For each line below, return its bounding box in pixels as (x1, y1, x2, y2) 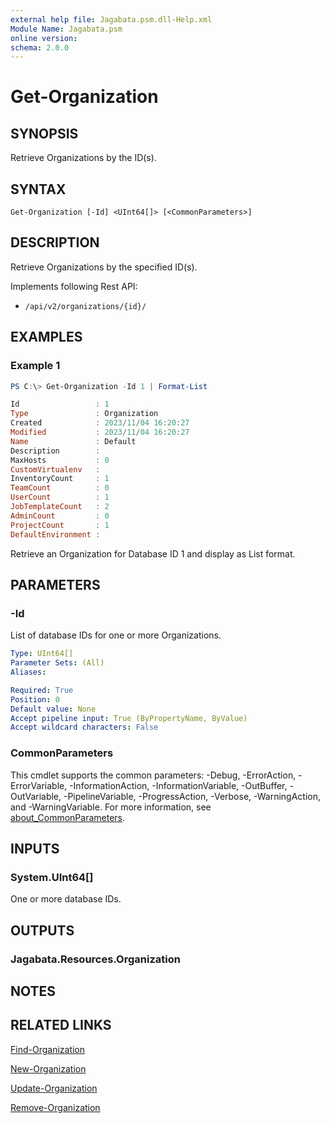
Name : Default (10, 436, 137, 446)
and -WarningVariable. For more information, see (10, 801, 212, 813)
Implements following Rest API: (10, 280, 138, 292)
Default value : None (10, 704, 97, 714)
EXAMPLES (10, 329, 83, 346)
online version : (10, 33, 78, 43)
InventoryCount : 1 (10, 474, 110, 484)
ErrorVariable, (10, 779, 68, 791)
